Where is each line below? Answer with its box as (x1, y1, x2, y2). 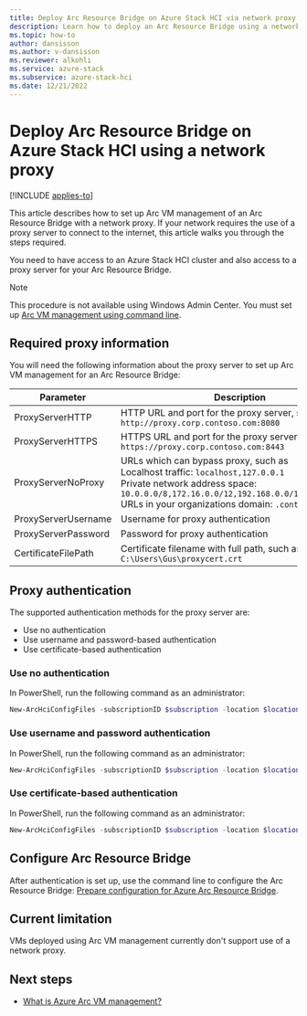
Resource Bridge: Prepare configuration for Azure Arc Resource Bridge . (9, 884, 279, 895)
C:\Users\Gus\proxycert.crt (120, 554, 243, 565)
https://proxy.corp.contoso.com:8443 (120, 442, 285, 452)
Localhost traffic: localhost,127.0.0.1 (120, 466, 285, 479)
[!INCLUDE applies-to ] (9, 189, 94, 201)
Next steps (9, 971, 73, 987)
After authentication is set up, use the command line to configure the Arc (9, 874, 283, 886)
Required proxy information (9, 335, 170, 351)
